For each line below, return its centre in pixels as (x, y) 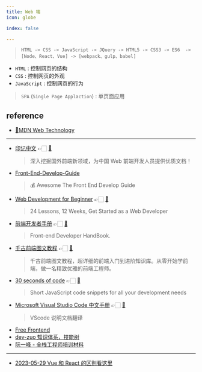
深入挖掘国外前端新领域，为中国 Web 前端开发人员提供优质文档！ (111, 161)
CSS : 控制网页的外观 (40, 76)
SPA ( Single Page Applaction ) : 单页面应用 (73, 96)
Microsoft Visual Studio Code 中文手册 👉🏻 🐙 (70, 305)
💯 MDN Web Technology (45, 130)
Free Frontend (32, 330)
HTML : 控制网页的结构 (41, 68)
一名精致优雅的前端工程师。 (80, 268)
